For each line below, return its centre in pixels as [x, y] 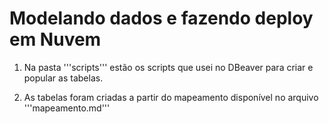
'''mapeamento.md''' [67, 108]
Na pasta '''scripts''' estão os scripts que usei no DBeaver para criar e [168, 67]
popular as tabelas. [63, 78]
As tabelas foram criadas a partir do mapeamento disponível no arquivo [171, 97]
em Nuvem [55, 39]
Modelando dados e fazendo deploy [161, 18]
